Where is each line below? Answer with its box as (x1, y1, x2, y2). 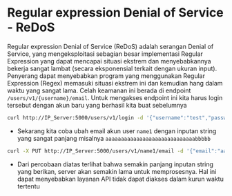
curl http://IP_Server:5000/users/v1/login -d (7, 114, 144, 121)
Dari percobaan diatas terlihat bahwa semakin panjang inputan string (17, 160, 214, 168)
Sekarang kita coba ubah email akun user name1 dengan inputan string (17, 126, 217, 135)
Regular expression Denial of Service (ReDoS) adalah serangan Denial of (7, 42, 214, 50)
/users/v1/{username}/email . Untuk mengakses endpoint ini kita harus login (7, 93, 223, 101)
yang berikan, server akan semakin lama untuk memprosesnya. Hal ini (17, 167, 217, 175)
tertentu (17, 182, 40, 190)
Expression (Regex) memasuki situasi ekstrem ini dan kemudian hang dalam (7, 79, 223, 87)
